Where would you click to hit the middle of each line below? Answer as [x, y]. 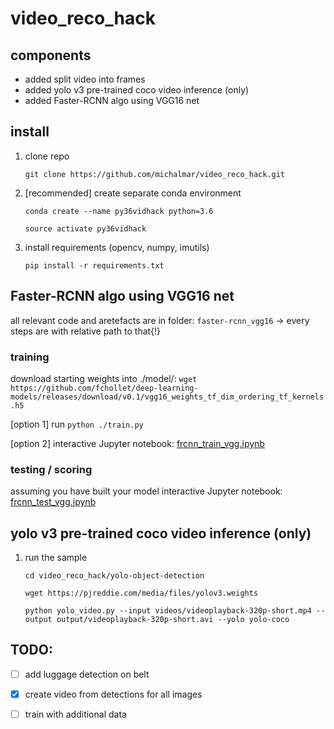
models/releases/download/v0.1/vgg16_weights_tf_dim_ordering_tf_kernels [167, 397]
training [30, 357]
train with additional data [75, 714]
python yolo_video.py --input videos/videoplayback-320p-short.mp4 [168, 611]
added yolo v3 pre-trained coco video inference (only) [137, 90]
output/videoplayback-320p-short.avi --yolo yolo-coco [173, 620]
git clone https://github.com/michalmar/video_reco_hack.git [155, 174]
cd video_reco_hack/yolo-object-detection [114, 576]
